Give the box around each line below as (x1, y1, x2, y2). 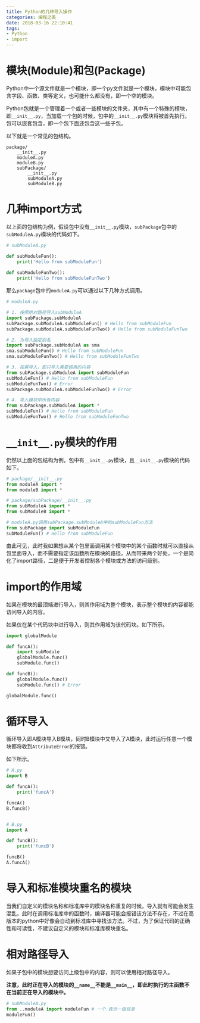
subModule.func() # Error (17, 682, 82, 688)
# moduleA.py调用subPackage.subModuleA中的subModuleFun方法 (6, 519, 153, 526)
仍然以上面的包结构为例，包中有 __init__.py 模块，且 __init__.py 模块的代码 (6, 456, 190, 463)
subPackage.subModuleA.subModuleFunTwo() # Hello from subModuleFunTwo (6, 326, 187, 332)
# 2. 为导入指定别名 (6, 337, 51, 343)
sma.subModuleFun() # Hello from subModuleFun (6, 348, 124, 354)
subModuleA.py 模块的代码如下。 (6, 230, 83, 238)
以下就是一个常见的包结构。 (6, 132, 74, 139)
